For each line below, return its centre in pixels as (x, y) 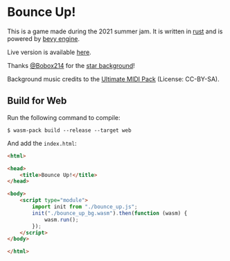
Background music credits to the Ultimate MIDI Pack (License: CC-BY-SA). (113, 79)
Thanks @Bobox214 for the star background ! (71, 65)
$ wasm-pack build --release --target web (69, 130)
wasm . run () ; (61, 219)
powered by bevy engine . (43, 38)
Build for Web (37, 101)
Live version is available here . (49, 52)
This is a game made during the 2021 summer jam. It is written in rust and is (115, 31)
